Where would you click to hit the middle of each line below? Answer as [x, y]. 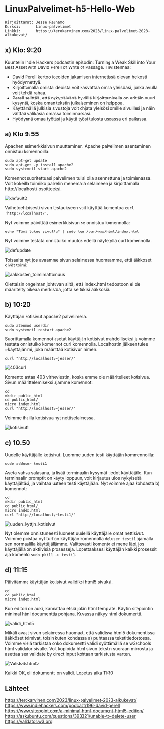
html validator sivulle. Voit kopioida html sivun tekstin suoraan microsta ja [79, 648]
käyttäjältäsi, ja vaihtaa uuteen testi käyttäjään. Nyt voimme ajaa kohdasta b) [82, 483]
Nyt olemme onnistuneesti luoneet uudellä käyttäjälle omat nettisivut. [75, 533]
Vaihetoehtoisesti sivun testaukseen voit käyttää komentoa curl [69, 207]
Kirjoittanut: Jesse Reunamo [35, 22]
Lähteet [17, 688]
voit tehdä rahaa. [29, 93]
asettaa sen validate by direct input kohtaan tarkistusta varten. [68, 654]
